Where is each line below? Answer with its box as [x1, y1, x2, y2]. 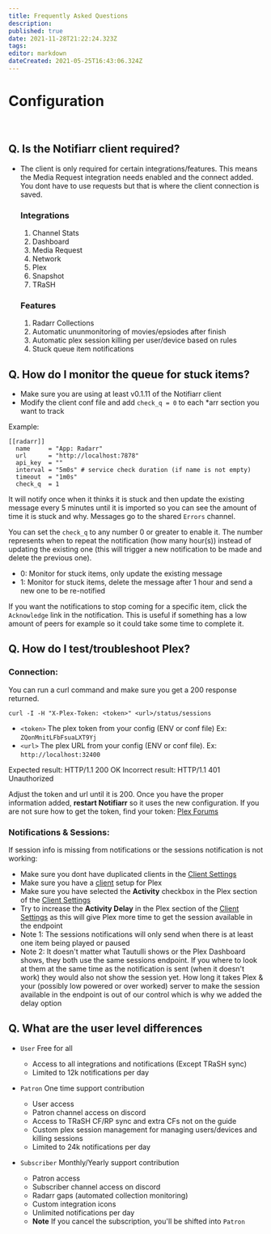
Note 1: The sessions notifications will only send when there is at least [19, 930, 253, 939]
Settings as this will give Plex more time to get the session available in [19, 913, 253, 922]
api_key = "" [15, 459, 63, 467]
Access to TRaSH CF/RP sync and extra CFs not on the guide [32, 1116, 237, 1125]
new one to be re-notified [19, 586, 106, 596]
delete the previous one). [8, 553, 92, 563]
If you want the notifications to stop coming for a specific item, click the [8, 602, 248, 611]
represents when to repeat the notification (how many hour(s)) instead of [8, 536, 252, 546]
